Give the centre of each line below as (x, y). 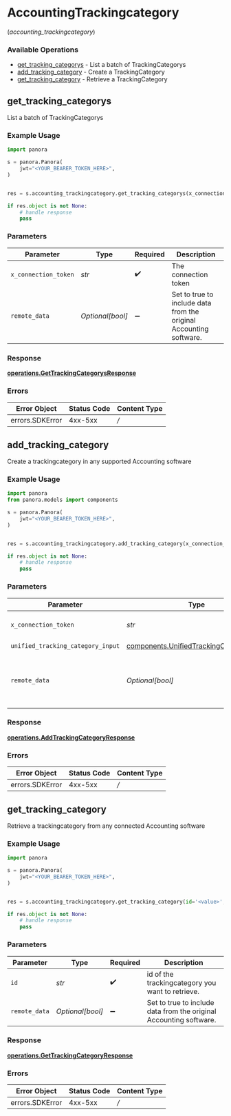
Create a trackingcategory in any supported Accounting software (99, 461)
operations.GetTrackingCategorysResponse (71, 373)
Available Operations (43, 50)
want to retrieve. (173, 991)
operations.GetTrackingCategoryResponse (70, 1055)
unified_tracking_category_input (65, 646)
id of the (160, 974)
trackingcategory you (181, 982)
